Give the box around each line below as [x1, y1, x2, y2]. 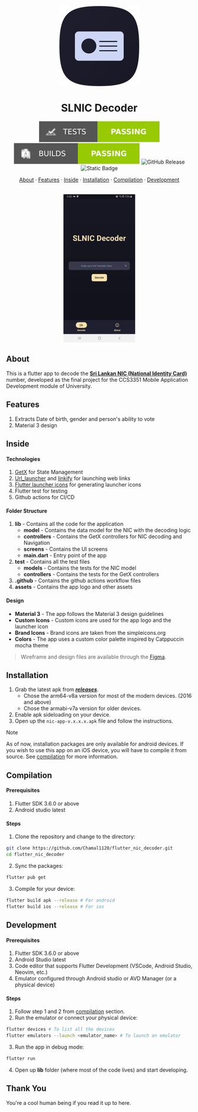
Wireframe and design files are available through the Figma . [20, 653, 167, 660]
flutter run [6, 1056, 35, 1062]
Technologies [6, 455, 41, 462]
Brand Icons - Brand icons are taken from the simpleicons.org [14, 629, 166, 636]
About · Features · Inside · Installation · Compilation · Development [19, 176, 180, 183]
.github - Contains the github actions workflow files [14, 577, 141, 584]
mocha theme [14, 641, 48, 648]
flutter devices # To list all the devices [6, 1027, 115, 1033]
